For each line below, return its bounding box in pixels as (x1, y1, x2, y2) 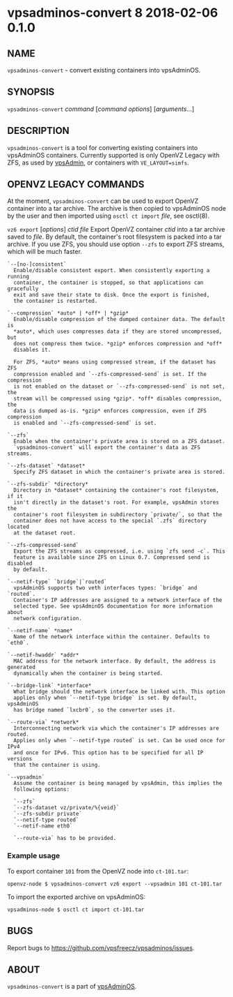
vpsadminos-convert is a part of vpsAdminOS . (7, 982, 137, 991)
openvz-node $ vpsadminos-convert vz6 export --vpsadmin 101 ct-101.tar (7, 880, 223, 887)
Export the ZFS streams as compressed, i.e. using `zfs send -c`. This (13, 548, 226, 555)
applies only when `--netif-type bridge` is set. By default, (13, 694, 198, 702)
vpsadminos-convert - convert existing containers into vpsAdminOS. (7, 66, 201, 74)
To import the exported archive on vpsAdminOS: (7, 892, 146, 901)
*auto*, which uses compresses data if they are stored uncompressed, (13, 328, 223, 336)
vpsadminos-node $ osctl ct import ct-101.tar (7, 906, 145, 913)
